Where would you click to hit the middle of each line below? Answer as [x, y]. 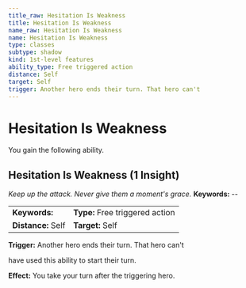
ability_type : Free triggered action [71, 67]
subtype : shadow [35, 52]
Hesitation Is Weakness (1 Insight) [94, 175]
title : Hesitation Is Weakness [60, 23]
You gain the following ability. [56, 150]
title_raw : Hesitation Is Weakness [67, 15]
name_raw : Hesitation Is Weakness [65, 30]
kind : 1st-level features [51, 60]
